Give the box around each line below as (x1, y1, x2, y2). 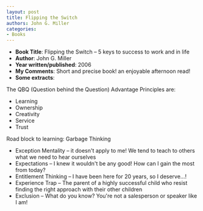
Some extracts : (15, 74, 55, 81)
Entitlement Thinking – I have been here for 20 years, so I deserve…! (15, 173, 187, 180)
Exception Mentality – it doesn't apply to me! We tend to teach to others (15, 147, 195, 154)
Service (15, 117, 35, 125)
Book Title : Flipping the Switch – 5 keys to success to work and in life (15, 48, 190, 55)
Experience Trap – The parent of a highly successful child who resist (15, 179, 188, 187)
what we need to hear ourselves (15, 153, 96, 161)
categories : (6, 26, 37, 32)
